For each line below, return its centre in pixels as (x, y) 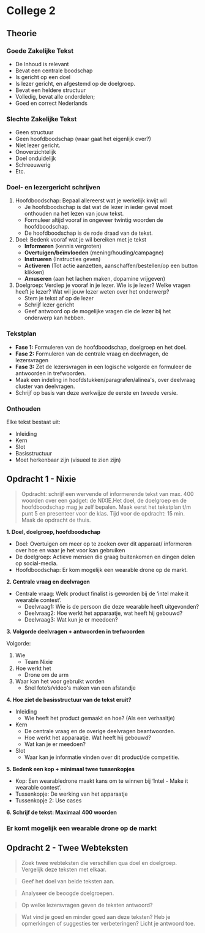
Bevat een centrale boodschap (54, 70)
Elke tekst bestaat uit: (33, 422)
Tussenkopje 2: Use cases (48, 800)
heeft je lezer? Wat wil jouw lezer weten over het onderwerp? (92, 292)
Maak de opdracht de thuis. (56, 520)
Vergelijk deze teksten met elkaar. (64, 869)
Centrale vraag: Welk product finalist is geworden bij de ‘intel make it (102, 593)
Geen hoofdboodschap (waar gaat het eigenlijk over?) (83, 139)
